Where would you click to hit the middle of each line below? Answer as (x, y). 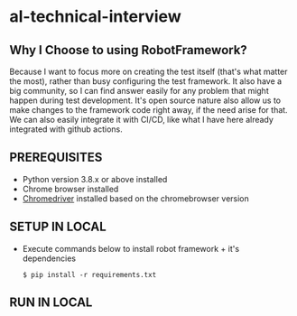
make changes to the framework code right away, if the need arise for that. (148, 110)
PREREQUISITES (56, 158)
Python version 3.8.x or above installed (95, 179)
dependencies (49, 258)
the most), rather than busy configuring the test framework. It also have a (146, 81)
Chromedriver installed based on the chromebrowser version (136, 198)
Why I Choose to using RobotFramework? (129, 50)
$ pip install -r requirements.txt (89, 274)
